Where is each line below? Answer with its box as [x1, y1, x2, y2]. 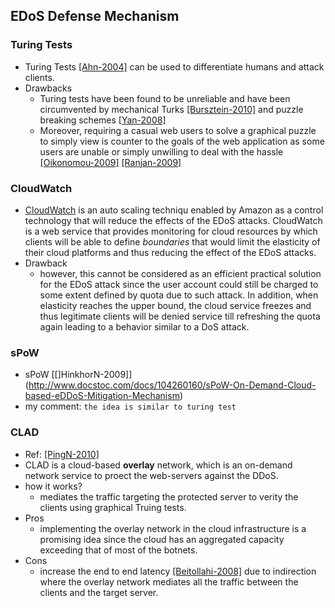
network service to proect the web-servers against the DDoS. [24, 469, 279, 481]
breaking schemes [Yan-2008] [39, 114, 167, 126]
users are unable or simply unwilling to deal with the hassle [39, 145, 284, 158]
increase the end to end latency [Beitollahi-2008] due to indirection [39, 565, 317, 577]
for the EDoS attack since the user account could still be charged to [39, 278, 319, 290]
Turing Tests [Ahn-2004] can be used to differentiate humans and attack [24, 60, 325, 73]
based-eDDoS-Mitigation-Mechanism [24, 390, 180, 402]
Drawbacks [24, 82, 73, 94]
